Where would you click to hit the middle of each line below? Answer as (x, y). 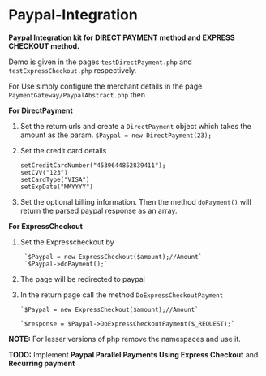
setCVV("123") (44, 172)
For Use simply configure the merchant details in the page (105, 86)
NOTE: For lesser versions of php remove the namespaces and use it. (124, 339)
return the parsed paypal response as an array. (99, 210)
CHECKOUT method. (44, 45)
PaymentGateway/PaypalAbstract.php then (77, 94)
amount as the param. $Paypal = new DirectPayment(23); (116, 135)
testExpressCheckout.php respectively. (73, 70)
